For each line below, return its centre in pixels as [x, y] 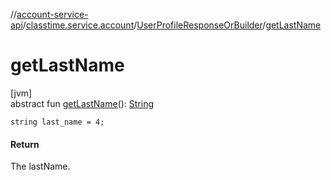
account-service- [52, 14]
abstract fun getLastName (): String [82, 103]
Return [25, 144]
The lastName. [40, 166]
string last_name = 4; [57, 122]
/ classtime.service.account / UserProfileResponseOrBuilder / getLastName [172, 25]
